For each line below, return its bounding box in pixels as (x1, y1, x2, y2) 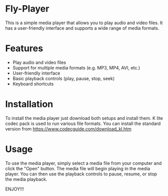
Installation (5, 99, 53, 110)
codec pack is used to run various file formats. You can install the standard (5, 120, 161, 126)
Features (5, 43, 43, 54)
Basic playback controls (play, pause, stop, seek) (12, 75, 115, 81)
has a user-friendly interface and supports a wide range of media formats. (5, 25, 160, 31)
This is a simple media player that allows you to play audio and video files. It (5, 20, 163, 26)
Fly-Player (5, 3, 49, 15)
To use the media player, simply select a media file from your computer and (5, 160, 162, 166)
